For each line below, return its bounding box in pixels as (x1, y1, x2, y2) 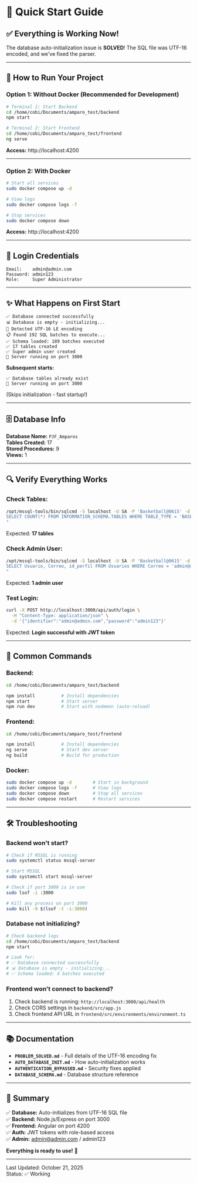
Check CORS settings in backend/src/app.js (14, 1004, 121, 1011)
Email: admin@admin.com (6, 266, 72, 272)
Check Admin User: (6, 545, 63, 553)
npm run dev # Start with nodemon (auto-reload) (6, 704, 151, 710)
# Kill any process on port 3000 (6, 900, 88, 906)
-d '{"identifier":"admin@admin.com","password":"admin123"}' (11, 618, 167, 624)
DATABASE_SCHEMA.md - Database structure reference (14, 1071, 139, 1078)
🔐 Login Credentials (6, 250, 79, 260)
